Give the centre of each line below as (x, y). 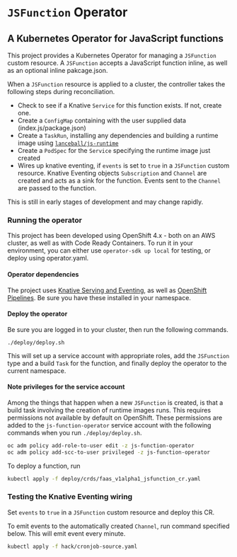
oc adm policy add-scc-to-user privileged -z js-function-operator (109, 452)
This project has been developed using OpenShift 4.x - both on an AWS (111, 236)
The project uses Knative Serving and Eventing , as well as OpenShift (107, 290)
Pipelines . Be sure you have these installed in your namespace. (99, 297)
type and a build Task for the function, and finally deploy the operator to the (117, 363)
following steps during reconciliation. (61, 92)
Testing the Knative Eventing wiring (70, 497)
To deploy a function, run (44, 466)
